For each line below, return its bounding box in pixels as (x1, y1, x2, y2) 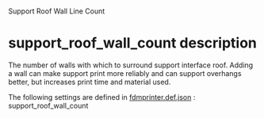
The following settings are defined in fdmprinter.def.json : (8, 93, 196, 102)
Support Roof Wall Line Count (8, 6, 105, 16)
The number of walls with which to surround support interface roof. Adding (8, 60, 254, 70)
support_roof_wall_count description (8, 34, 258, 52)
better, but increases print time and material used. (8, 78, 171, 87)
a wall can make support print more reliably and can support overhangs (8, 69, 242, 78)
